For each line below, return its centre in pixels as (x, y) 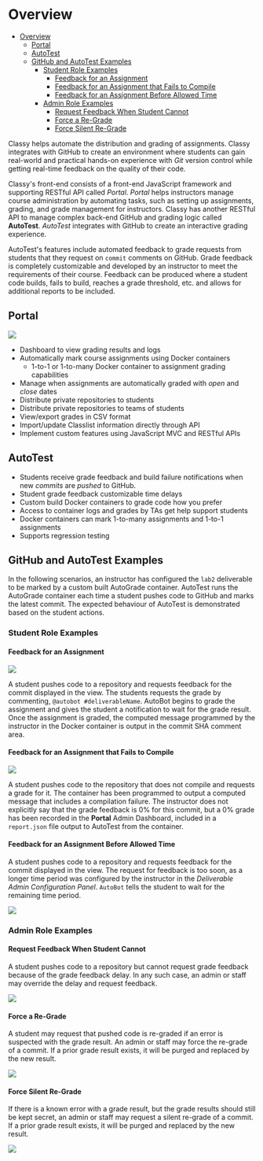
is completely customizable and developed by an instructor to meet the (123, 266)
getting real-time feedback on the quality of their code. (97, 168)
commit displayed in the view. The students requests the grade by (115, 692)
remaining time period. (45, 895)
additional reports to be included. (62, 291)
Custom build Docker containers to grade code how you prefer (121, 502)
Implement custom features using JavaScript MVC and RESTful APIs (130, 433)
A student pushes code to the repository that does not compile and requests (131, 784)
